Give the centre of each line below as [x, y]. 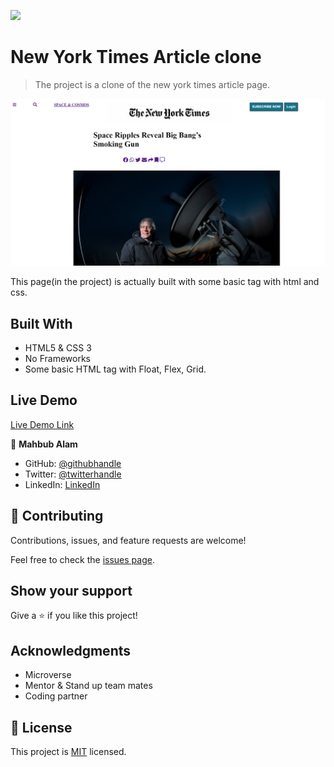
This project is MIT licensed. [68, 752]
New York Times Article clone [136, 57]
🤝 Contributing [57, 516]
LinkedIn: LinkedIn [62, 484]
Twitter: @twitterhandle [73, 474]
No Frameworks [57, 358]
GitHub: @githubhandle [73, 463]
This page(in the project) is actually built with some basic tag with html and [165, 282]
